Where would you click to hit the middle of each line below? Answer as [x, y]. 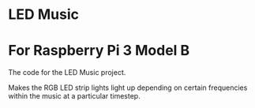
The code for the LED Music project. [67, 73]
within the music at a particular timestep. [74, 96]
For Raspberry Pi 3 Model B [99, 51]
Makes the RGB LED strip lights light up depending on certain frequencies [128, 88]
